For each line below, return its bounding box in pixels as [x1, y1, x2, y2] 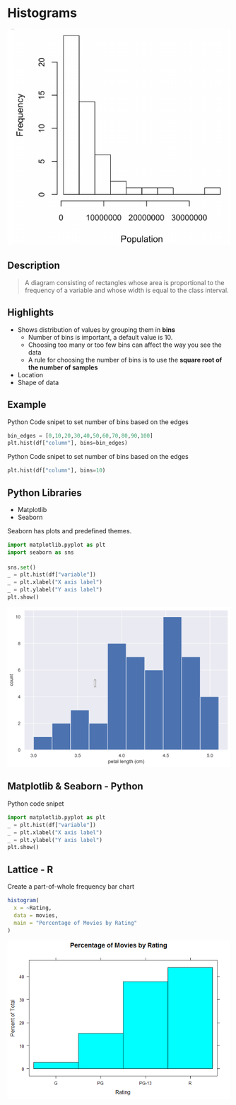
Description [7, 260, 60, 272]
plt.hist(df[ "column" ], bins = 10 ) [7, 467, 106, 474]
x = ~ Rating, [13, 904, 52, 911]
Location [17, 370, 44, 379]
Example [7, 399, 47, 411]
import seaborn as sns [7, 548, 74, 556]
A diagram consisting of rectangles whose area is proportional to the [24, 278, 225, 287]
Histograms [7, 5, 78, 21]
